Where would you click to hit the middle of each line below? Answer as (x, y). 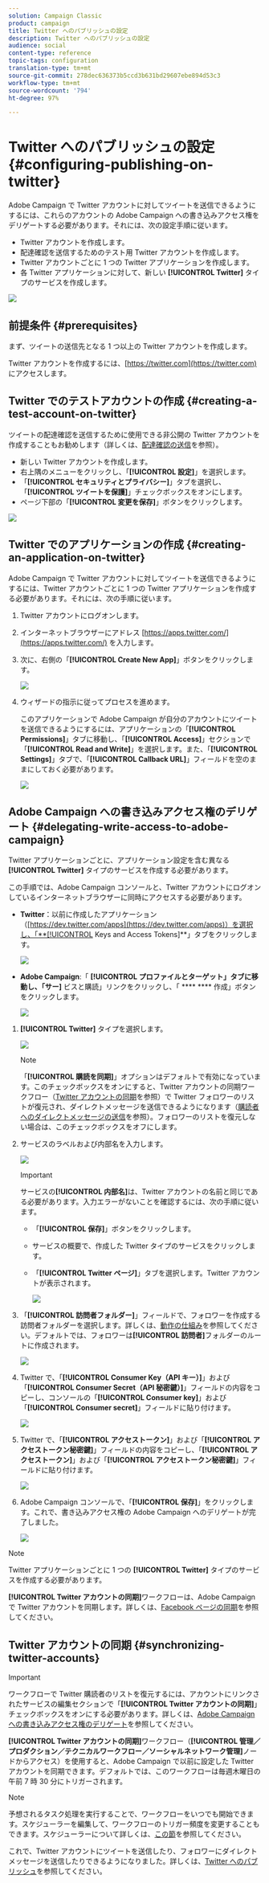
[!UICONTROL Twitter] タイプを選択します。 (94, 1029)
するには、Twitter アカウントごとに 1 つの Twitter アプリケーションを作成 (129, 588)
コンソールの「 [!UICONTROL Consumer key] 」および (137, 1398)
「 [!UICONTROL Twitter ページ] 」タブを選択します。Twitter (131, 1273)
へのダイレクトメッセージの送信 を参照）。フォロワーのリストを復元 (131, 1117)
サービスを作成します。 (73, 283)
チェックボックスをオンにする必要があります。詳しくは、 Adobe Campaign (132, 1714)
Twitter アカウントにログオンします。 (81, 615)
